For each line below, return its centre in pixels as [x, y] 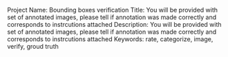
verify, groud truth [33, 46]
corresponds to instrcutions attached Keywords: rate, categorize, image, [110, 39]
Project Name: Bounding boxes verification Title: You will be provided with [113, 10]
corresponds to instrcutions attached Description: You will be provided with [115, 24]
